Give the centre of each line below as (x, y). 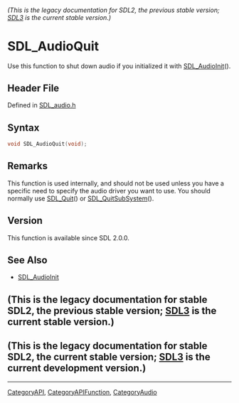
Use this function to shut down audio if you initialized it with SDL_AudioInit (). (119, 66)
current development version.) (77, 369)
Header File (33, 88)
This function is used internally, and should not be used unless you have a (116, 183)
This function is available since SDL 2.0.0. (69, 237)
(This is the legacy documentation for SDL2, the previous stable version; (113, 10)
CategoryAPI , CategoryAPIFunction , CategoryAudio (83, 392)
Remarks (28, 166)
